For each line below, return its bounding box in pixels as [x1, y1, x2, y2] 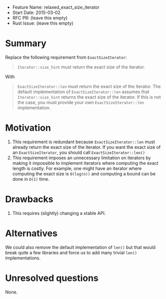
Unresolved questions [5, 272, 99, 283]
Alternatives [5, 228, 58, 239]
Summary [5, 38, 46, 49]
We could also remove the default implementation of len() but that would [5, 244, 156, 250]
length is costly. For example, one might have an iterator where [12, 165, 142, 171]
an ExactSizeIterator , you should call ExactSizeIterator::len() [12, 149, 146, 155]
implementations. [5, 255, 41, 261]
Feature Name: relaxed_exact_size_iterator [12, 5, 100, 10]
